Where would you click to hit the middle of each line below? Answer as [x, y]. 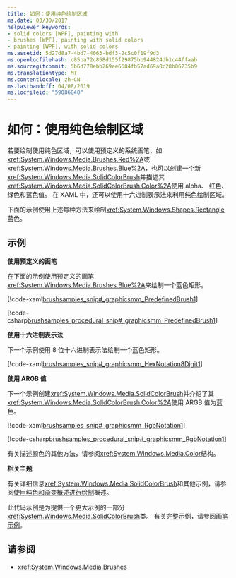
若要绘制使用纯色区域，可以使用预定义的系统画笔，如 [85, 151]
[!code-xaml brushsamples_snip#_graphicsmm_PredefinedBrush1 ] [103, 299]
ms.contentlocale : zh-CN [44, 79]
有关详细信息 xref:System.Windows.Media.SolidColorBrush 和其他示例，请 [114, 483]
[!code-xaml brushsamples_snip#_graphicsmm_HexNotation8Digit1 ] [105, 363]
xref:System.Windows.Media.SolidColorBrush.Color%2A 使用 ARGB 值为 [112, 402]
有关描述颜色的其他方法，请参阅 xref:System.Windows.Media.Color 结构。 [113, 453]
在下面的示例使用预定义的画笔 [51, 276]
